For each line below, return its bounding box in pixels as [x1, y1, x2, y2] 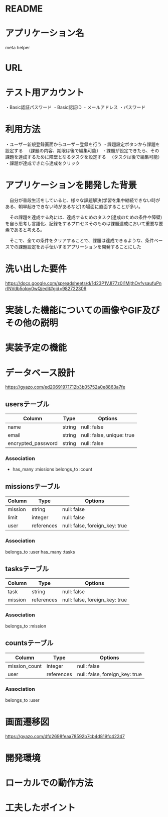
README [5, 3, 43, 15]
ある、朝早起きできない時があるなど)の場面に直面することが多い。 [5, 204, 143, 210]
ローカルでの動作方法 [5, 777, 94, 789]
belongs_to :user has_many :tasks [5, 549, 75, 555]
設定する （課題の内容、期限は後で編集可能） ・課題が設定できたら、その [5, 148, 159, 154]
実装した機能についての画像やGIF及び [5, 305, 160, 316]
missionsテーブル [5, 482, 60, 491]
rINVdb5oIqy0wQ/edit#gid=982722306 [5, 286, 87, 292]
